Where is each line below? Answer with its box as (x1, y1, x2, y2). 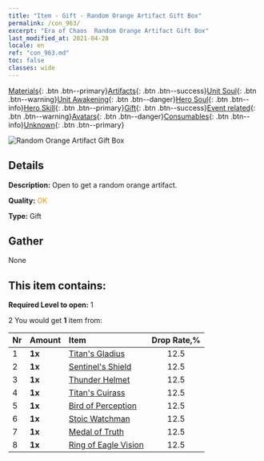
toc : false (8, 57, 45, 65)
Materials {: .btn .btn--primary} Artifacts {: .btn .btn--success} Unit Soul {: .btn (8, 86, 258, 95)
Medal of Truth (68, 427, 125, 438)
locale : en (8, 42, 45, 50)
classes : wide (8, 64, 56, 72)
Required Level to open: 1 (8, 300, 94, 309)
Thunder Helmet (68, 374, 130, 386)
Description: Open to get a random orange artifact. (8, 180, 178, 189)
